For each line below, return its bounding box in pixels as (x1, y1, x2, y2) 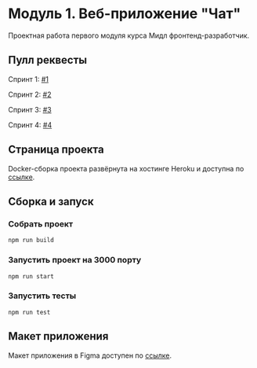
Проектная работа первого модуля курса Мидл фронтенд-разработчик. (8, 31, 250, 40)
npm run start (8, 272, 55, 280)
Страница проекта (8, 143, 104, 156)
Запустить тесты (8, 290, 77, 301)
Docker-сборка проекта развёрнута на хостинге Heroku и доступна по (8, 164, 244, 173)
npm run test (8, 308, 51, 316)
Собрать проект (8, 218, 74, 229)
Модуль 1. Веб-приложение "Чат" (8, 5, 241, 23)
